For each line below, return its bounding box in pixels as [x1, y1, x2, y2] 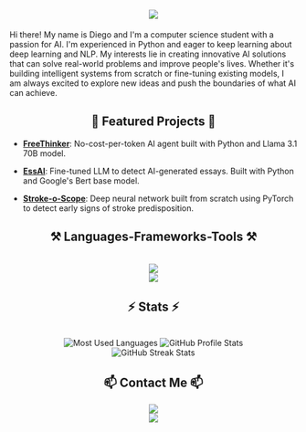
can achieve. [9, 87, 58, 98]
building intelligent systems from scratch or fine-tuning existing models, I [9, 68, 285, 79]
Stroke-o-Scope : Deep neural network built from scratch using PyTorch [22, 193, 294, 204]
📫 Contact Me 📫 [103, 374, 204, 390]
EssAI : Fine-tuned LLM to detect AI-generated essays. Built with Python [22, 165, 294, 176]
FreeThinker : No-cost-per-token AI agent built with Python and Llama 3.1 [22, 138, 298, 149]
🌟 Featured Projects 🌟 [90, 114, 216, 130]
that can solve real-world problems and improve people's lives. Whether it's [9, 58, 295, 68]
